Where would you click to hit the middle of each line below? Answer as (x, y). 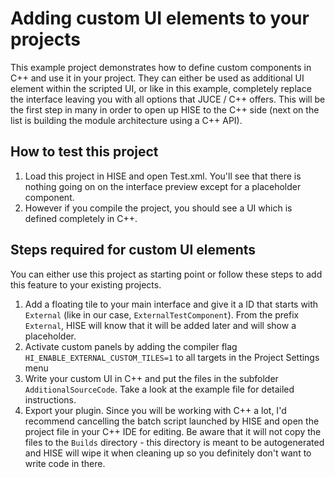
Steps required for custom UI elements (133, 250)
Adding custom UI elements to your (160, 18)
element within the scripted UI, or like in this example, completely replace (161, 88)
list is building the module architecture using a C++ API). (126, 120)
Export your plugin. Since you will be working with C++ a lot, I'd (155, 410)
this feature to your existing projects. (86, 284)
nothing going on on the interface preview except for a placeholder (163, 186)
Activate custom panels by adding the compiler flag (131, 346)
